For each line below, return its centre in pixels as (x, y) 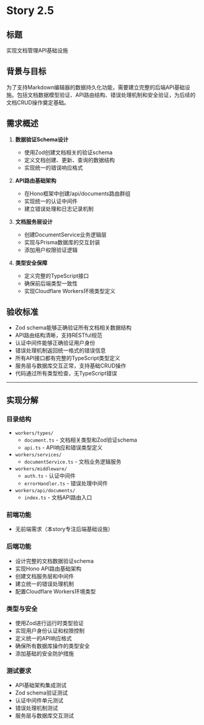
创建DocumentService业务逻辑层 (65, 235)
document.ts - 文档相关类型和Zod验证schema (81, 440)
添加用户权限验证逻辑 (51, 250)
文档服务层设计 (34, 221)
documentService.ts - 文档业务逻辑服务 (73, 462)
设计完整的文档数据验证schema (54, 561)
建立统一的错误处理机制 (44, 584)
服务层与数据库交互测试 (44, 716)
